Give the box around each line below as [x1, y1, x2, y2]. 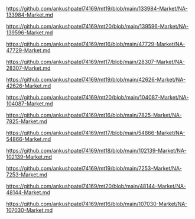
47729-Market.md [6, 47, 51, 54]
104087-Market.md [6, 100, 53, 107]
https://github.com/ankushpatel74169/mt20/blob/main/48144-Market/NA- [6, 183, 186, 189]
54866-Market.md [6, 136, 51, 143]
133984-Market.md [6, 11, 53, 18]
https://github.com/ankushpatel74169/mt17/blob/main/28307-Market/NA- [6, 59, 185, 65]
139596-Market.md [6, 29, 53, 36]
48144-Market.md [6, 189, 50, 196]
